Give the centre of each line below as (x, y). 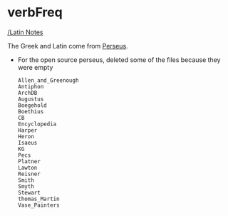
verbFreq (35, 12)
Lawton (27, 168)
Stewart (29, 192)
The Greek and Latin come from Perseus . (68, 46)
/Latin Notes (25, 32)
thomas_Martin (38, 199)
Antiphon (31, 86)
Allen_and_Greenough (48, 80)
